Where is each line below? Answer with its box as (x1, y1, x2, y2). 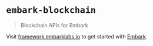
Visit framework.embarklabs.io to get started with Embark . (6, 33, 148, 40)
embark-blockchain (6, 5, 96, 16)
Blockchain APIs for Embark (20, 22, 88, 29)
